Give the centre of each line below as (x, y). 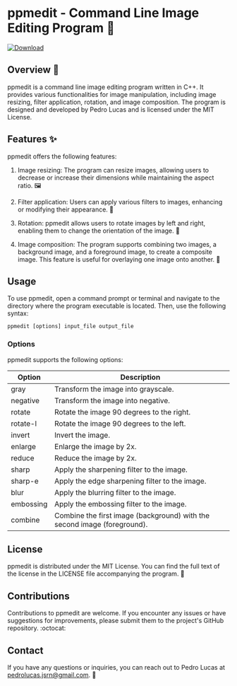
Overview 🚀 (33, 70)
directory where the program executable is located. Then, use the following (117, 306)
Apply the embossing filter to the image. (120, 504)
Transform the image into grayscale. (114, 389)
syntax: (18, 313)
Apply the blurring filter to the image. (115, 492)
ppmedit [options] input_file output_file (71, 327)
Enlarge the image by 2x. (95, 446)
